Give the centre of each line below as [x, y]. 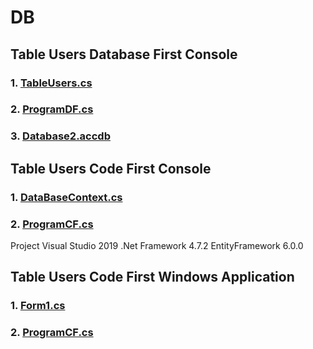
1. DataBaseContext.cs [66, 197]
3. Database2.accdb [60, 136]
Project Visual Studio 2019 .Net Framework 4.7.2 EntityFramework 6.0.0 [157, 245]
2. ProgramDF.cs [52, 109]
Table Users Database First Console [124, 54]
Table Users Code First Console [111, 168]
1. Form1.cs [38, 306]
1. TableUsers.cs [51, 83]
